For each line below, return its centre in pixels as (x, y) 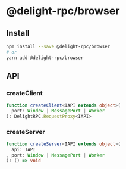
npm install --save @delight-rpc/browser (58, 46)
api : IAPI (23, 150)
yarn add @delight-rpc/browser (45, 58)
